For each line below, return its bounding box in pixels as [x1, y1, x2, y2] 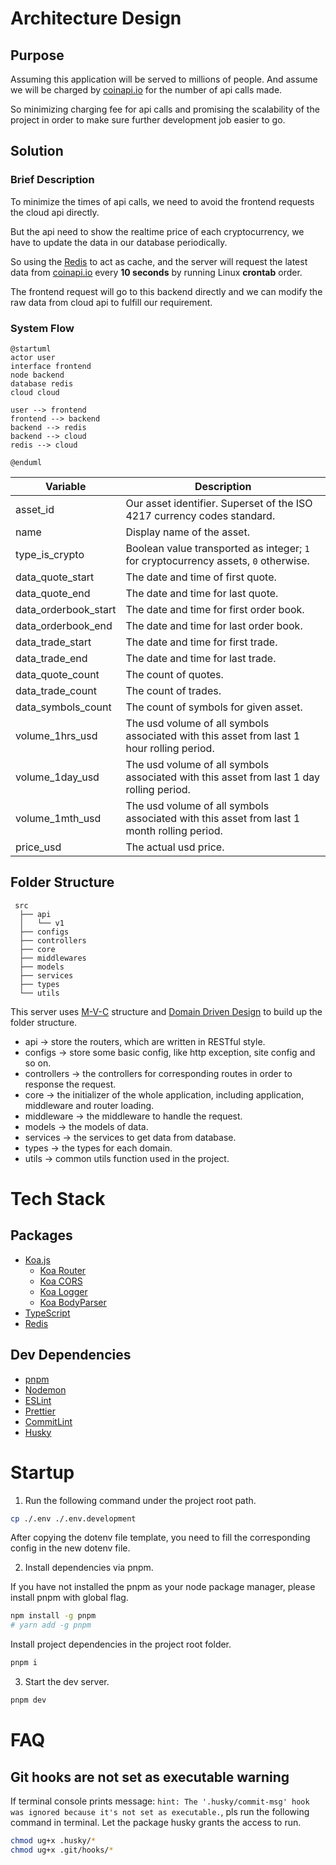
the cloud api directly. [10, 206, 100, 218]
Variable [44, 479, 87, 493]
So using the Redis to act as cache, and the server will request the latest [10, 255, 308, 267]
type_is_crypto [15, 547, 85, 561]
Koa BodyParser [39, 1296, 107, 1308]
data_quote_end [15, 586, 91, 600]
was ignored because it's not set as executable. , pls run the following [10, 1805, 310, 1817]
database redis [10, 378, 74, 389]
